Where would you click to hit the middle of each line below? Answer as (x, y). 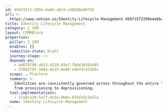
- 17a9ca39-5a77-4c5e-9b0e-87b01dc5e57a (56, 97)
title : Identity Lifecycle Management (45, 24)
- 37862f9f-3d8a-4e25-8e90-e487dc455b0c (56, 70)
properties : (17, 38)
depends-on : (22, 60)
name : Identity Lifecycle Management (49, 102)
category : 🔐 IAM (22, 28)
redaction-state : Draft (34, 51)
